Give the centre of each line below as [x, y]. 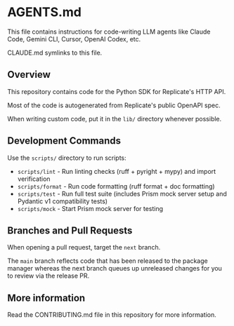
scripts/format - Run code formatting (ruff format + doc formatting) [116, 186]
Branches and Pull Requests [70, 230]
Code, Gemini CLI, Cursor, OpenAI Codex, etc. [74, 39]
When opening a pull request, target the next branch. [84, 247]
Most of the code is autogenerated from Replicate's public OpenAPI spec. [114, 105]
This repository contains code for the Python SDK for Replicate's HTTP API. [117, 91]
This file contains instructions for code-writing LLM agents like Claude [109, 32]
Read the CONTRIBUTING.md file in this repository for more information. [112, 315]
